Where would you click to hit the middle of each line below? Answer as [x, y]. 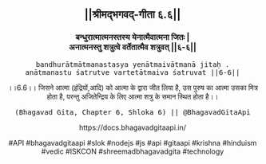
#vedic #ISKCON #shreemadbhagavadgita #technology [133, 151]
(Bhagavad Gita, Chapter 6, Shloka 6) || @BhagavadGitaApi [132, 112]
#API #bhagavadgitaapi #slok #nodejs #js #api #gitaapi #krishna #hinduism [133, 143]
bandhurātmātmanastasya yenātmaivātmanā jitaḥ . [133, 64]
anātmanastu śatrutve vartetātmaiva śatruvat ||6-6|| [133, 72]
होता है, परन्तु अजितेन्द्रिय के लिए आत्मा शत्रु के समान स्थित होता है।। [133, 96]
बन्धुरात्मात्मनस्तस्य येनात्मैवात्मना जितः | [133, 37]
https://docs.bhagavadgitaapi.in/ [133, 127]
